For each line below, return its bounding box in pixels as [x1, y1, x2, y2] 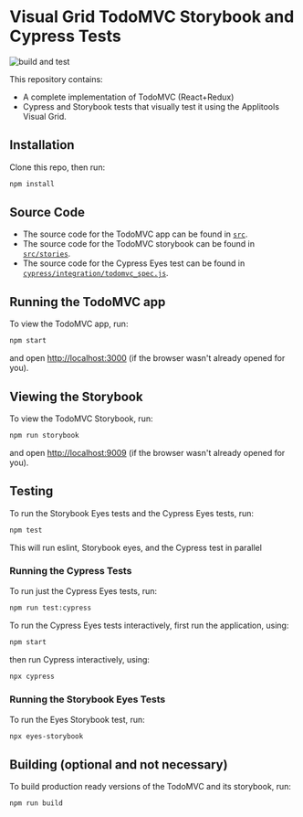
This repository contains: [9, 73, 103, 84]
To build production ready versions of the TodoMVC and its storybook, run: [9, 781, 292, 792]
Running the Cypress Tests [9, 565, 132, 578]
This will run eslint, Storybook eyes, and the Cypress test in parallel [9, 542, 263, 553]
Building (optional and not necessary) [9, 757, 228, 772]
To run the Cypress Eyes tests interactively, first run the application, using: [9, 620, 289, 631]
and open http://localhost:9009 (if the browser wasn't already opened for [9, 447, 286, 458]
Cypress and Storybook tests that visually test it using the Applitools [22, 101, 280, 111]
